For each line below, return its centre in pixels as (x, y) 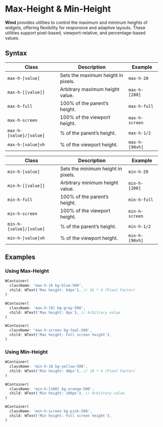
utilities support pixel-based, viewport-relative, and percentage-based (75, 33)
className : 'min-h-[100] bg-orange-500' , (52, 389)
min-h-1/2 (140, 226)
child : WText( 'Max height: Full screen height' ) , (60, 335)
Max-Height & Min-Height (58, 9)
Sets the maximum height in (92, 75)
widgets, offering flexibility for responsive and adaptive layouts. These (75, 27)
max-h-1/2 (140, 133)
